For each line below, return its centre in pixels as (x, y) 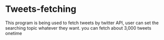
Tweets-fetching (41, 9)
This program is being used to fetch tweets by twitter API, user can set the (82, 23)
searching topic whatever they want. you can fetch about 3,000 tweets (78, 28)
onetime (14, 33)
